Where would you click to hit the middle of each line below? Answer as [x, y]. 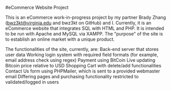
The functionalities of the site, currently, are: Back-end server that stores [82, 49]
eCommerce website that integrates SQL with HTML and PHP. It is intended [85, 28]
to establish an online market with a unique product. [60, 39]
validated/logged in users [32, 82]
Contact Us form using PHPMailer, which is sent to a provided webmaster [83, 71]
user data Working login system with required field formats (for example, [82, 55]
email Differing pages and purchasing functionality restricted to [72, 76]
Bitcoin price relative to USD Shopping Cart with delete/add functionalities [83, 66]
